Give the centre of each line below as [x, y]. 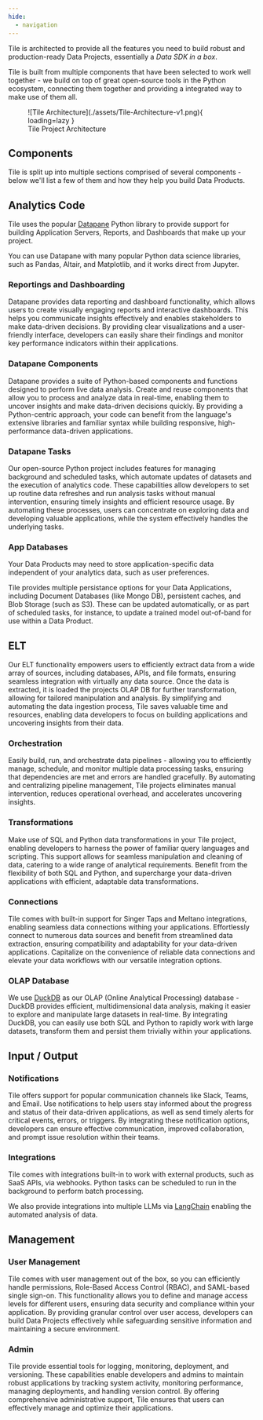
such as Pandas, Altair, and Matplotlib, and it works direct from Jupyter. [124, 265]
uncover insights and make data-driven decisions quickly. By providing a [126, 406]
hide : [17, 16]
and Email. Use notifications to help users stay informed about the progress [130, 1104]
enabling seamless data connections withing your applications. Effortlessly [129, 927]
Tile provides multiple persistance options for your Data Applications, [120, 588]
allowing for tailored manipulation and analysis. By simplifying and [115, 698]
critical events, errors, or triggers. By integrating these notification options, [129, 1120]
